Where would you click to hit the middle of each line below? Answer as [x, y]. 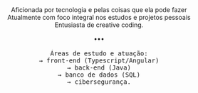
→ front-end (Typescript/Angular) [99, 61]
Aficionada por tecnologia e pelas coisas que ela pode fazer [99, 10]
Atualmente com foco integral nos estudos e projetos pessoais [99, 18]
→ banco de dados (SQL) [99, 75]
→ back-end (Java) [99, 68]
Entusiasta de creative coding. [99, 25]
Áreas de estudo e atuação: [99, 54]
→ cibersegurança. [99, 82]
